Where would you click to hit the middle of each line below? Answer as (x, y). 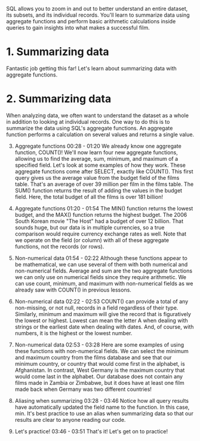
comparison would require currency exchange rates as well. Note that (101, 234)
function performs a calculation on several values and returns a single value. (100, 134)
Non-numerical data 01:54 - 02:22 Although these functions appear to (101, 258)
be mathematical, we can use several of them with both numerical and (101, 264)
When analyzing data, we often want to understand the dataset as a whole (98, 115)
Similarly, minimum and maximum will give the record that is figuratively (103, 314)
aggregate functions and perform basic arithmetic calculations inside (91, 21)
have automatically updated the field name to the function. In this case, (102, 407)
